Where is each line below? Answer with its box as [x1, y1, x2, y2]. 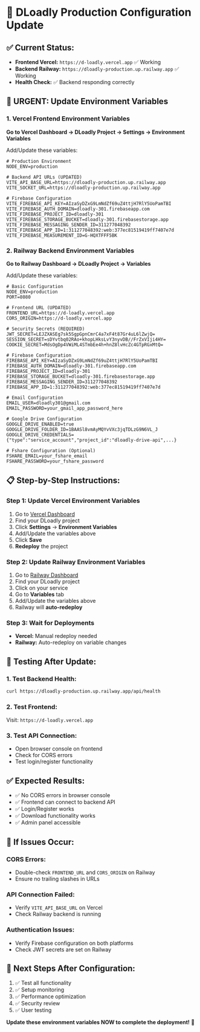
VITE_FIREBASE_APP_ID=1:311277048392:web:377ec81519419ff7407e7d [6, 227, 174, 233]
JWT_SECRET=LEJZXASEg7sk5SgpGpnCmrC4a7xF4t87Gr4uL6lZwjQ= [6, 331, 155, 337]
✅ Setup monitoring [15, 986, 65, 993]
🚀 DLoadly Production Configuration [6, 5, 192, 19]
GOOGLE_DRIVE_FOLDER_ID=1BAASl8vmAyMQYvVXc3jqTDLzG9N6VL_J [6, 426, 158, 432]
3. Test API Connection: [6, 732, 77, 740]
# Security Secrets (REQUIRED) [6, 326, 85, 332]
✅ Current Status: [6, 42, 74, 53]
